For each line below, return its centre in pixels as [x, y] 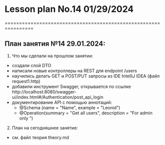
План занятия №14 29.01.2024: [55, 44]
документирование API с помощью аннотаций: [62, 102]
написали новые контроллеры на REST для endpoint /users [74, 71]
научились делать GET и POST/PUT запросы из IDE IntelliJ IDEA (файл [86, 76]
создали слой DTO [32, 65]
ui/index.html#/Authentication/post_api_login [58, 97]
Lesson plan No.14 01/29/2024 [69, 9]
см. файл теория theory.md [40, 137]
